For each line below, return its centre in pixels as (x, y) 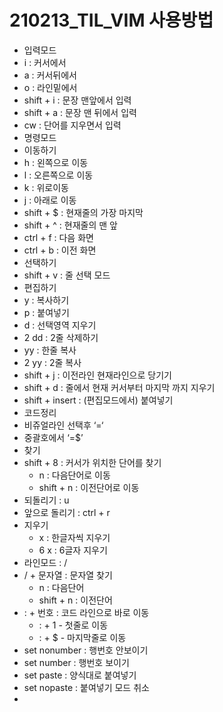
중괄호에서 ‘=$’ (53, 437)
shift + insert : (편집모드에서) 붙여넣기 (98, 400)
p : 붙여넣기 (46, 312)
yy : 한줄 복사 (50, 350)
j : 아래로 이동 (50, 200)
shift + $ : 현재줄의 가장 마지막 (83, 212)
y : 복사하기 (46, 300)
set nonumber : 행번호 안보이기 (86, 650)
